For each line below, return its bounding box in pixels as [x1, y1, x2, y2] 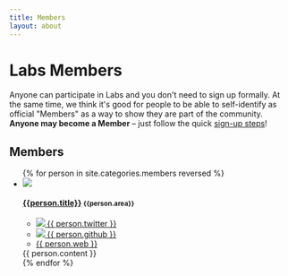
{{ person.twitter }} [47, 219, 117, 229]
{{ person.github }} [47, 229, 117, 240]
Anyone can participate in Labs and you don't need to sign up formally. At [9, 90, 280, 100]
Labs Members [9, 60, 123, 81]
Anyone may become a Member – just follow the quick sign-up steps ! [9, 118, 267, 129]
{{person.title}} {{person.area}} [21, 197, 135, 208]
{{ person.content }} [21, 248, 97, 259]
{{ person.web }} [35, 238, 98, 249]
